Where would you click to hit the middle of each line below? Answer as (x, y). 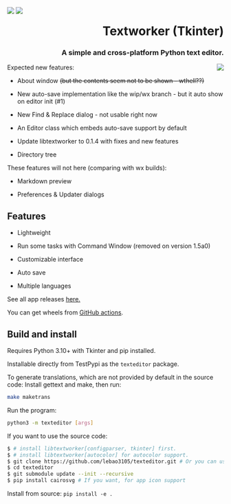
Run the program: (32, 410)
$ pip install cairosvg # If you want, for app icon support (97, 481)
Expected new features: (41, 67)
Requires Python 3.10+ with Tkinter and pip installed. (81, 351)
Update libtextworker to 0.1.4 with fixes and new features (98, 141)
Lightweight (34, 233)
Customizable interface (50, 260)
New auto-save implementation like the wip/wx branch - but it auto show (120, 94)
